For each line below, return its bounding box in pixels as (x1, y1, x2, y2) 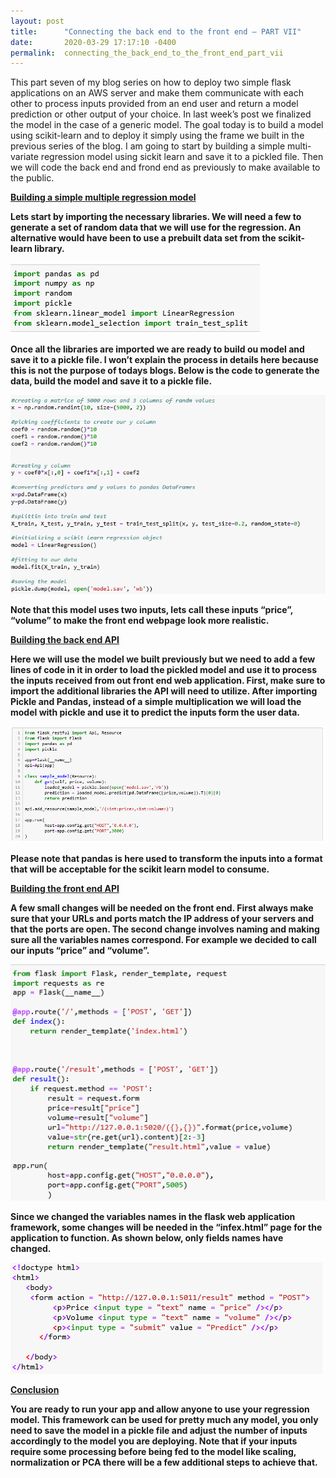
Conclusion (10, 1384, 60, 1396)
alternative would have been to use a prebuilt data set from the (10, 232, 277, 244)
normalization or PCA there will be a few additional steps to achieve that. (10, 1456, 318, 1469)
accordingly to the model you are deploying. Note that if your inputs (10, 1435, 298, 1447)
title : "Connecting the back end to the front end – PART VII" (10, 26, 302, 37)
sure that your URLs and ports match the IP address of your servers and (10, 913, 315, 925)
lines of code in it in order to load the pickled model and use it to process (10, 663, 318, 675)
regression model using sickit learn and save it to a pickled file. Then (40, 151, 324, 163)
